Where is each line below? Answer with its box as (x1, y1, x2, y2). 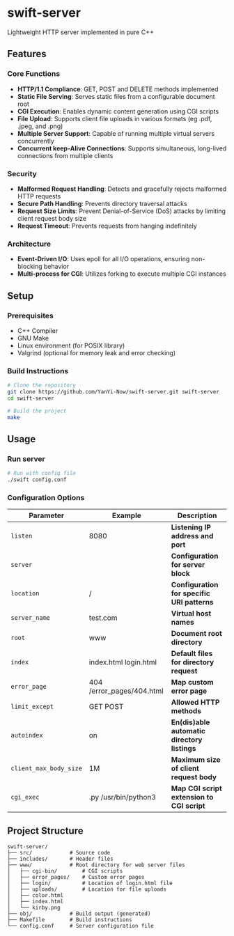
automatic (171, 726, 205, 736)
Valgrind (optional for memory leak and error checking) (17, 348, 176, 357)
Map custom (171, 678, 214, 687)
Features (7, 48, 47, 60)
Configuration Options (7, 492, 85, 502)
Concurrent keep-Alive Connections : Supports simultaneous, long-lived (17, 144, 227, 153)
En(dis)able (171, 717, 210, 727)
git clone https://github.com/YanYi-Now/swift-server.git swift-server (7, 389, 219, 396)
